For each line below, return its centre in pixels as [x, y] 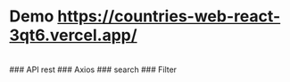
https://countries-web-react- [169, 16]
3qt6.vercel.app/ [73, 35]
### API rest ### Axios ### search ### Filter [93, 70]
